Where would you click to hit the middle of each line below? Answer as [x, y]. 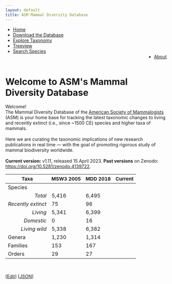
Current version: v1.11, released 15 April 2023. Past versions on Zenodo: [82, 161]
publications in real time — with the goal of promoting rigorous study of [81, 145]
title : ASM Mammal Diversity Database [47, 15]
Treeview [22, 46]
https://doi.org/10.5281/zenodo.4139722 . [48, 166]
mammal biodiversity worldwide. [40, 150]
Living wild [34, 229]
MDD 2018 [98, 179]
